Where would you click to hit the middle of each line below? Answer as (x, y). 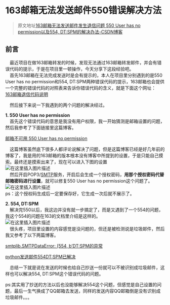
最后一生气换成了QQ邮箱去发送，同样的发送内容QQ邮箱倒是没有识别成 (87, 291)
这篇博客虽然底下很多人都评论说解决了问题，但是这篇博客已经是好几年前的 (87, 149)
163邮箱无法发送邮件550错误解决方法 (83, 10)
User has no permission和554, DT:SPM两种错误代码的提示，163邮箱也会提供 (85, 81)
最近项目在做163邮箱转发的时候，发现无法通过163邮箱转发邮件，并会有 (84, 62)
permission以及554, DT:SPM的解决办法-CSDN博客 (70, 31)
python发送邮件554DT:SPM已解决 (40, 256)
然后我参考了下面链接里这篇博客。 (41, 127)
